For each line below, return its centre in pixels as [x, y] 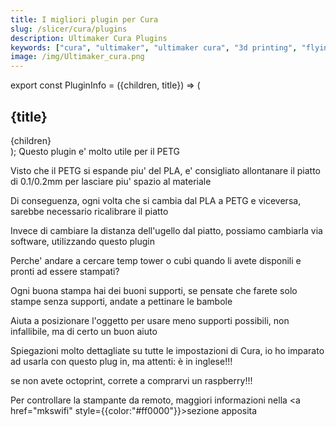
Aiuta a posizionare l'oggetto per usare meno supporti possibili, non [150, 320]
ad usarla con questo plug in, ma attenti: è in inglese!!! [121, 361]
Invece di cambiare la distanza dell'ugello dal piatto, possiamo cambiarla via [166, 230]
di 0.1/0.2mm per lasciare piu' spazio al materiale [111, 181]
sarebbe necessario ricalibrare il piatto [89, 211]
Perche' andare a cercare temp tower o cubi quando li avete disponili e [156, 260]
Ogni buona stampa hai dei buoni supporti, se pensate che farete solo [154, 290]
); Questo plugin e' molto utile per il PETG [95, 151]
